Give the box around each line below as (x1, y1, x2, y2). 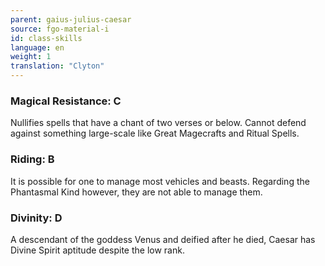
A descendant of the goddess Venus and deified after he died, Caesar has (10, 233, 316, 245)
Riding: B (10, 152, 55, 166)
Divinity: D (10, 211, 63, 225)
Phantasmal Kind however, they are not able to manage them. (10, 186, 263, 198)
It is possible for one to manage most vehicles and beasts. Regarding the (10, 175, 310, 187)
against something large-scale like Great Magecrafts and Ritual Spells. (10, 127, 300, 140)
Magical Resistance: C (10, 94, 122, 108)
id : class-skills (10, 33, 83, 43)
